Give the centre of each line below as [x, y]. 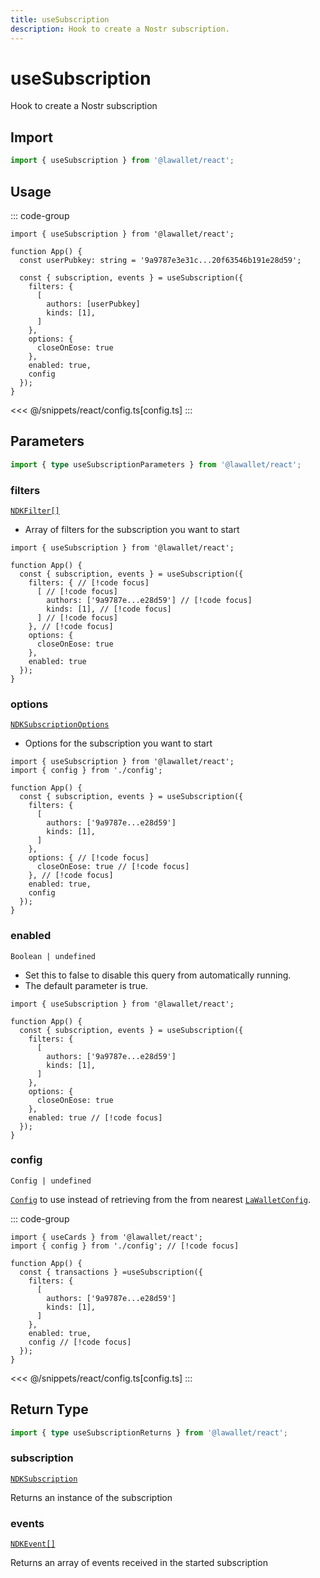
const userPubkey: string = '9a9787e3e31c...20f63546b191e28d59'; [160, 260]
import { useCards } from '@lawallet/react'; [106, 1237]
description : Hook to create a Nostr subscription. [120, 29]
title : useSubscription [60, 19]
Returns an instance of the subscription [91, 1497]
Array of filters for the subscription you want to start [132, 529]
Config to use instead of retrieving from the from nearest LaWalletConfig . [161, 1199]
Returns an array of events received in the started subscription [139, 1563]
